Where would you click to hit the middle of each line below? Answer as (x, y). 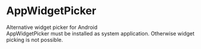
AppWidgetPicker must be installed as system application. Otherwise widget (100, 33)
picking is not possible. (35, 40)
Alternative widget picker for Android (52, 27)
